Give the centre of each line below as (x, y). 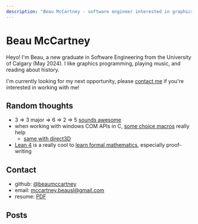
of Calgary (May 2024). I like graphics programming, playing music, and (93, 63)
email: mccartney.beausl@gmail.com (60, 190)
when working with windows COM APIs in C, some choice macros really (102, 126)
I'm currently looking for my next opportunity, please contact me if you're (95, 81)
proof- (174, 145)
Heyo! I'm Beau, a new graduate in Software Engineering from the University (99, 57)
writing (23, 151)
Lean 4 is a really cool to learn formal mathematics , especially (90, 145)
